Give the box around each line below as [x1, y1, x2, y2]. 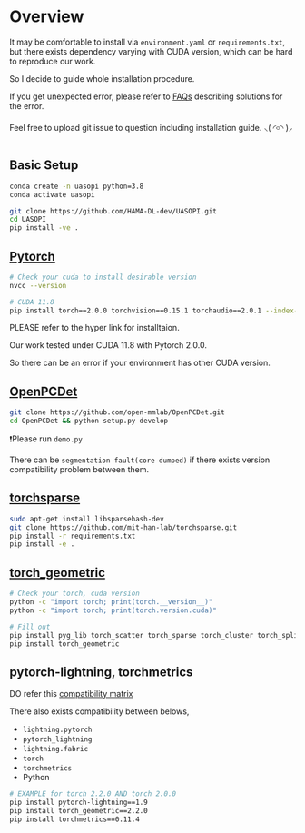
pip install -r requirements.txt [9, 531, 136, 540]
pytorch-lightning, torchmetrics [9, 664, 193, 679]
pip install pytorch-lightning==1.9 [9, 798, 148, 808]
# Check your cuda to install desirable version [9, 273, 197, 282]
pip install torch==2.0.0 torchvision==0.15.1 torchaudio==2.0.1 [9, 306, 261, 315]
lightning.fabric [22, 745, 89, 754]
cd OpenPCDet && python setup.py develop [9, 416, 169, 426]
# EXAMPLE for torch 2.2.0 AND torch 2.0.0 [9, 789, 177, 798]
